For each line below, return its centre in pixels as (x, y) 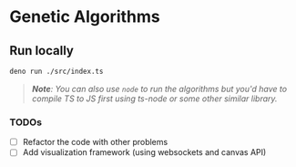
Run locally (42, 51)
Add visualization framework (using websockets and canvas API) (144, 152)
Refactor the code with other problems (95, 142)
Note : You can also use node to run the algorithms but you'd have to (159, 89)
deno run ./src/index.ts (56, 71)
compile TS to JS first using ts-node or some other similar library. (154, 99)
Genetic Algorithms (85, 17)
